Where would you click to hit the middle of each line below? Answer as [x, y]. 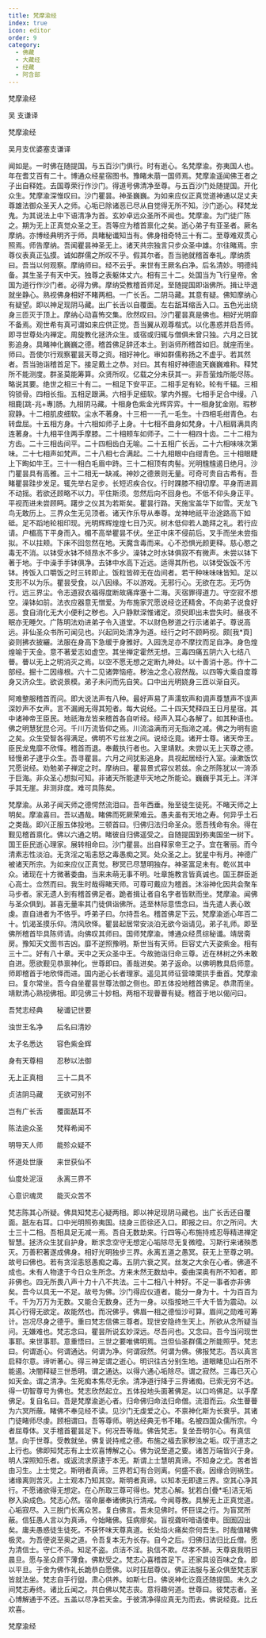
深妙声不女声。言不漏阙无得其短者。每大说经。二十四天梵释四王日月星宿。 [129, 708]
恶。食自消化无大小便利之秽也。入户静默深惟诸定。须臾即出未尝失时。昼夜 [129, 612]
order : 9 [23, 38]
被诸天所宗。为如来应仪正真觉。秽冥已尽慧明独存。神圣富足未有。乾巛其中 [129, 864]
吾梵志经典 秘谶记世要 [50, 1009]
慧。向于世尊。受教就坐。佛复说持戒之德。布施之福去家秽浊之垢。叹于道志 [129, 1440]
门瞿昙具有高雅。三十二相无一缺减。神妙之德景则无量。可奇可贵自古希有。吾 [133, 473]
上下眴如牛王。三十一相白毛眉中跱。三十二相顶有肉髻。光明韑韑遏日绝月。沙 [133, 463]
